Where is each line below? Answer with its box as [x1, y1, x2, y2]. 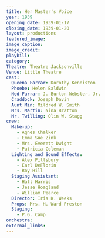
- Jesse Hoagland [16, 184, 59, 190]
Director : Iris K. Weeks [11, 195, 72, 201]
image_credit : [6, 47, 41, 53]
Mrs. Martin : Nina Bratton [11, 107, 77, 113]
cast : [6, 74, 19, 80]
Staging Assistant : [11, 174, 59, 180]
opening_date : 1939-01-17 [6, 19, 69, 25]
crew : [6, 119, 19, 125]
